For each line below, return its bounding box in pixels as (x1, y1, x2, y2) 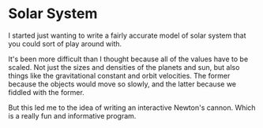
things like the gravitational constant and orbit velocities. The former (8, 71, 231, 80)
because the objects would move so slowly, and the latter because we (8, 79, 237, 89)
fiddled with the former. (8, 87, 85, 97)
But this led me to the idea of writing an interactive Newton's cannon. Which (8, 103, 256, 112)
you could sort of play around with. (8, 38, 122, 48)
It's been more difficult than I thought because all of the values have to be (8, 54, 249, 64)
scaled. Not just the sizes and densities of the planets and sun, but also (8, 62, 240, 71)
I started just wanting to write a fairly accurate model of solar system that (8, 31, 246, 40)
